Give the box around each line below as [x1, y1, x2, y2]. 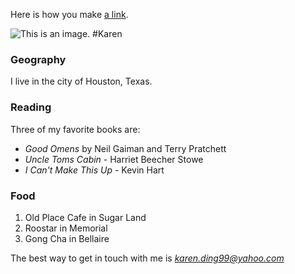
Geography [10, 52, 67, 66]
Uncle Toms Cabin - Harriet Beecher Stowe [24, 153, 204, 165]
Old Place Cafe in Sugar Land [24, 211, 147, 223]
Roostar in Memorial [24, 222, 108, 234]
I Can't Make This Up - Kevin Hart [24, 164, 165, 176]
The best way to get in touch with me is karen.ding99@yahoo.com [10, 252, 285, 264]
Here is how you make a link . [10, 9, 129, 20]
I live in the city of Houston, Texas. [10, 75, 153, 88]
